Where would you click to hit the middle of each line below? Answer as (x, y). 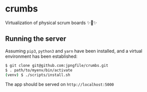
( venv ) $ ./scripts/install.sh (38, 75)
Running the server (36, 39)
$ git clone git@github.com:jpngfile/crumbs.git (57, 65)
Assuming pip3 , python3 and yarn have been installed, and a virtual (74, 51)
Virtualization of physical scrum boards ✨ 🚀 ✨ (51, 23)
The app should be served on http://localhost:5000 (59, 84)
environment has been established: (41, 56)
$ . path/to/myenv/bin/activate (39, 70)
